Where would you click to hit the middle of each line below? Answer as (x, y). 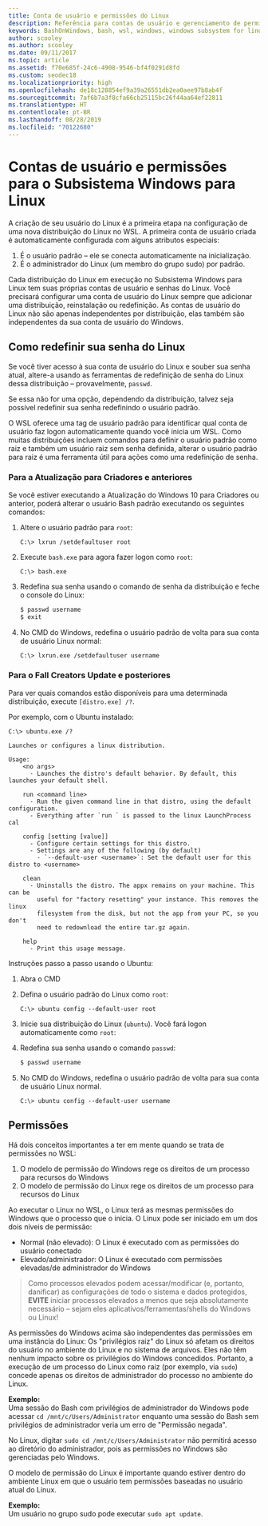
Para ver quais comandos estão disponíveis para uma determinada (118, 693)
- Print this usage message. (78, 949)
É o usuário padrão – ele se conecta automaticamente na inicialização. (135, 255)
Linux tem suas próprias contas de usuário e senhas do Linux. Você (120, 288)
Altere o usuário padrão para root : (76, 527)
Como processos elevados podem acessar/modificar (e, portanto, (136, 1283)
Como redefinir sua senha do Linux (97, 348)
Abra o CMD (40, 979)
